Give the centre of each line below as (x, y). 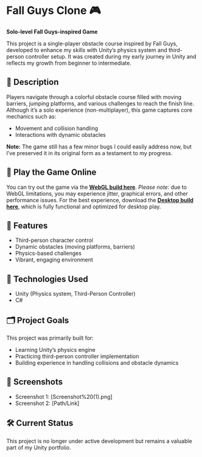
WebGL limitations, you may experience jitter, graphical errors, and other (97, 193)
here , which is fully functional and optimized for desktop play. (84, 207)
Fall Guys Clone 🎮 (54, 11)
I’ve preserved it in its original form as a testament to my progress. (89, 153)
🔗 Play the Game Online (51, 173)
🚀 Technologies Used (47, 279)
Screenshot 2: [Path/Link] (47, 403)
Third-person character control (54, 240)
